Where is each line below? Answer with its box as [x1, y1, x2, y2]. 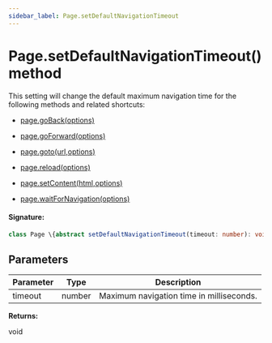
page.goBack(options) [19, 115, 95, 125]
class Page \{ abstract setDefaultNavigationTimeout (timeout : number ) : [8, 230, 252, 238]
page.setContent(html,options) [19, 178, 123, 187]
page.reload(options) [19, 162, 91, 172]
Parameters [8, 253, 69, 267]
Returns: [8, 311, 39, 321]
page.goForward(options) [19, 131, 106, 140]
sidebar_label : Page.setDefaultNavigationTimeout [8, 11, 180, 20]
